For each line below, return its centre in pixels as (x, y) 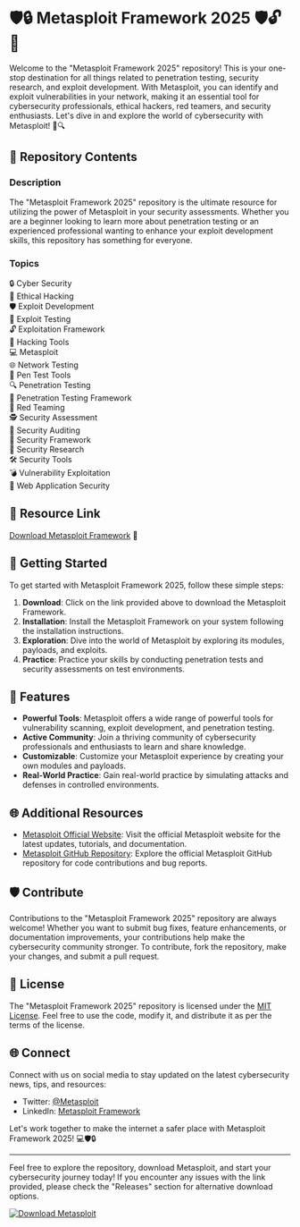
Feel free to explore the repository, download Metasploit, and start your (140, 1167)
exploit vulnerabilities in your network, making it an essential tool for (134, 97)
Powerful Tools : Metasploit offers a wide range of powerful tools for (148, 718)
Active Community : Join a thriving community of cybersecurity (139, 737)
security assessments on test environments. (104, 669)
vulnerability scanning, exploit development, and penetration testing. (148, 728)
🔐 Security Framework (50, 439)
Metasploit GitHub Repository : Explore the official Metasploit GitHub (147, 854)
